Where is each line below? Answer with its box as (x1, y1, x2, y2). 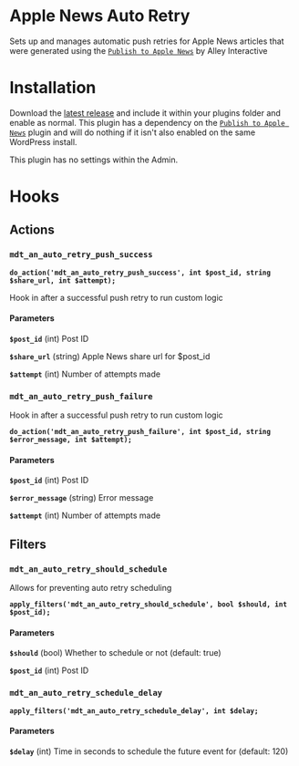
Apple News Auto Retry (9, 5, 191, 26)
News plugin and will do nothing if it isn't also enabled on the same (9, 127, 256, 138)
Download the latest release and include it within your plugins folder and (9, 107, 281, 119)
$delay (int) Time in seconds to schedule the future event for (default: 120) (9, 745, 289, 757)
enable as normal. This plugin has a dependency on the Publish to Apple (9, 117, 285, 128)
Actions (9, 223, 55, 238)
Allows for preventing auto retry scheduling (9, 583, 172, 594)
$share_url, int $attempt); (9, 275, 117, 285)
